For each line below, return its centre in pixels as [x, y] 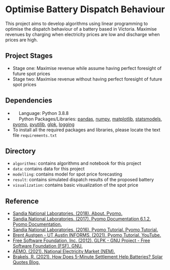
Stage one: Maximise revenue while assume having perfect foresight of [87, 68]
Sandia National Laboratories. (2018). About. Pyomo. [67, 213]
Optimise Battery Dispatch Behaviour [85, 9]
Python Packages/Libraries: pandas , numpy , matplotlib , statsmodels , [90, 119]
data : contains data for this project [48, 169]
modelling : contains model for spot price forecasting [67, 174]
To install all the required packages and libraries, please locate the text [87, 130]
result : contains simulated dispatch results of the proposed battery [83, 180]
